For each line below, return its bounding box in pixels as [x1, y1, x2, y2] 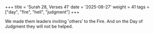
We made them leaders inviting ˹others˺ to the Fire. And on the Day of [5, 19, 143, 24]
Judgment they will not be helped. [5, 23, 73, 29]
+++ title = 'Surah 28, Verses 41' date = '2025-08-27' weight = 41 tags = [5, 4, 150, 10]
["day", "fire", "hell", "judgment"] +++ [5, 9, 80, 15]
